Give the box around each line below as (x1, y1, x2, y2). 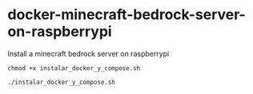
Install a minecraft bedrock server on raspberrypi (7, 49, 170, 58)
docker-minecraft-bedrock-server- (7, 6, 246, 24)
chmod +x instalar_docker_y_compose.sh (7, 64, 141, 72)
